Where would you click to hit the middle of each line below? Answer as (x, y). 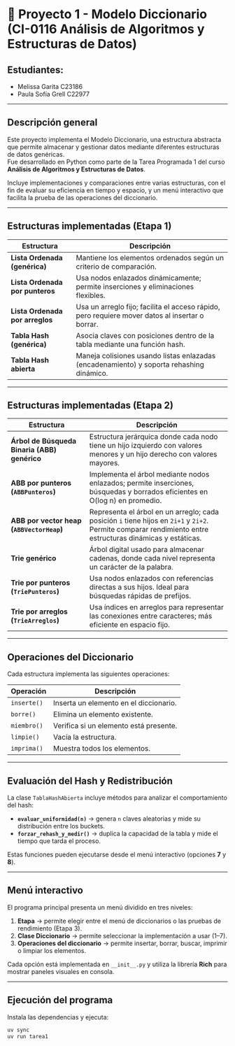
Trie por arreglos (40, 612)
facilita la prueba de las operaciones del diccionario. (83, 197)
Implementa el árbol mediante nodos (149, 474)
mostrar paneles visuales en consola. (61, 971)
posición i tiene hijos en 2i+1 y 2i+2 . (149, 521)
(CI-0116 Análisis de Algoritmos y (106, 29)
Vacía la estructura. (85, 737)
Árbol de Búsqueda (44, 441)
